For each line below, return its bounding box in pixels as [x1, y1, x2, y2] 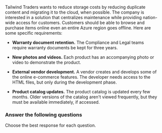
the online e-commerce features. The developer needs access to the [12, 74, 151, 80]
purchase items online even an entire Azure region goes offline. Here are [5, 25, 151, 31]
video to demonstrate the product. [12, 60, 81, 65]
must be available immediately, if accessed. [12, 99, 100, 105]
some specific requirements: [5, 30, 62, 36]
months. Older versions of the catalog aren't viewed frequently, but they [12, 94, 158, 100]
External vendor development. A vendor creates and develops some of [12, 69, 157, 75]
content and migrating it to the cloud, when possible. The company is [5, 9, 144, 15]
